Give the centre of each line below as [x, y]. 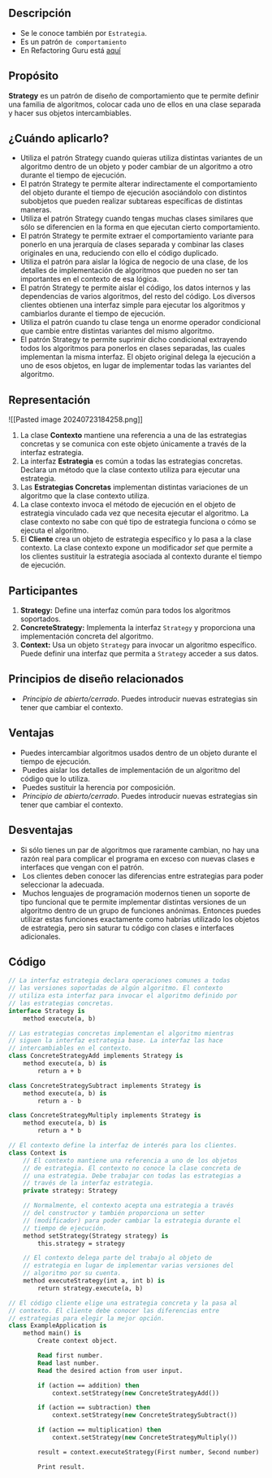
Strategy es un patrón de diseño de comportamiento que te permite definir [134, 95]
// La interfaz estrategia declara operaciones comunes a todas [119, 980]
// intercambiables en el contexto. [70, 1048]
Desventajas [41, 830]
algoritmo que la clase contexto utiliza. [85, 496]
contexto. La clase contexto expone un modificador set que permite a [136, 548]
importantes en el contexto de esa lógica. [89, 279]
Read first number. [71, 1356]
